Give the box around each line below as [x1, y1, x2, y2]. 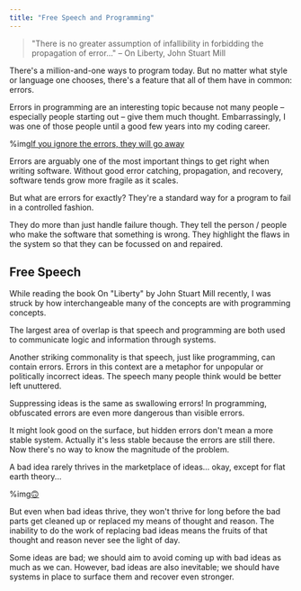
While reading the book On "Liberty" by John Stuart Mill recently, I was [9, 288, 271, 299]
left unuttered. [9, 380, 62, 392]
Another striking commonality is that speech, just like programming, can [9, 352, 276, 363]
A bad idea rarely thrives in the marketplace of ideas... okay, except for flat [9, 461, 286, 473]
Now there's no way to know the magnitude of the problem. [9, 444, 230, 455]
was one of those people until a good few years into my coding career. [9, 121, 271, 132]
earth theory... [9, 471, 62, 482]
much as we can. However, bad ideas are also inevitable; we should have [9, 562, 280, 573]
